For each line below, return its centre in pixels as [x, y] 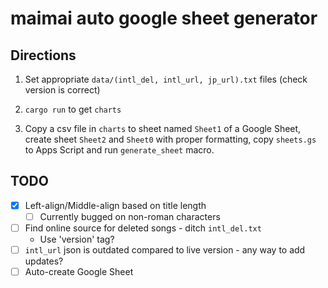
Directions [43, 55]
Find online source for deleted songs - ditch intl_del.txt [143, 228]
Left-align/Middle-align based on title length [115, 205]
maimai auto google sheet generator [164, 18]
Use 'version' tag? [77, 239]
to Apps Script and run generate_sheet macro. [119, 150]
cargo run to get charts [73, 109]
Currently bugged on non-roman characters [130, 216]
